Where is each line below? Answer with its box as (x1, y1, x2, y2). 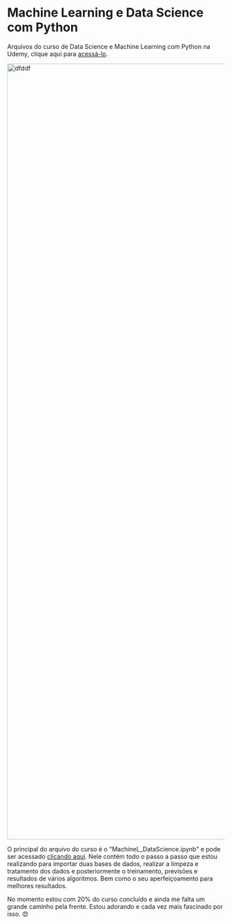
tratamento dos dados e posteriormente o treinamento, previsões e (7, 867, 198, 875)
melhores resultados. (7, 881, 68, 889)
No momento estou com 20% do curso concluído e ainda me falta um (7, 895, 205, 903)
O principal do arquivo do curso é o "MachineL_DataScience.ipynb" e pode (7, 845, 221, 853)
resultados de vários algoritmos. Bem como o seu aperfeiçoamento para (7, 874, 213, 883)
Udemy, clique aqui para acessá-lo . (7, 50, 108, 58)
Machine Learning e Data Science (7, 5, 204, 21)
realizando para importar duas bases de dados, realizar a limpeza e (7, 859, 199, 868)
